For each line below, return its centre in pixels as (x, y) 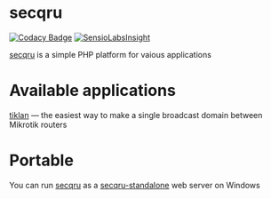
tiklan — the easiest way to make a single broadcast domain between (136, 115)
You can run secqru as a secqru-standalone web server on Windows (135, 185)
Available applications (92, 91)
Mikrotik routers (38, 124)
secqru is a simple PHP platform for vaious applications (110, 54)
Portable (41, 160)
